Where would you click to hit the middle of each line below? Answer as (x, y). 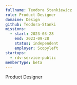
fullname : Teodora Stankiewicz (39, 10)
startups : (16, 53)
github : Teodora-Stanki (31, 24)
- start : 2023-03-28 (32, 34)
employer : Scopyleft (36, 48)
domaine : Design (23, 19)
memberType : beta (24, 62)
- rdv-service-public (33, 58)
